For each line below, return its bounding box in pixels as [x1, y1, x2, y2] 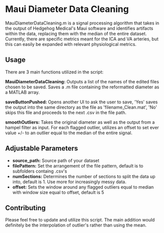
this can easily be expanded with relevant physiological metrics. [5, 41, 137, 47]
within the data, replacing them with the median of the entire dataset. [5, 30, 147, 36]
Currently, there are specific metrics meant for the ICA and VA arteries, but [5, 36, 159, 42]
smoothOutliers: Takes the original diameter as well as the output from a [5, 119, 155, 125]
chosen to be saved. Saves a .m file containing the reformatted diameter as [5, 84, 160, 90]
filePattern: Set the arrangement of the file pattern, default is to [12, 163, 144, 169]
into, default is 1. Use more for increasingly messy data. [12, 179, 127, 185]
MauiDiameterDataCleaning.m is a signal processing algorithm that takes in [5, 20, 160, 26]
